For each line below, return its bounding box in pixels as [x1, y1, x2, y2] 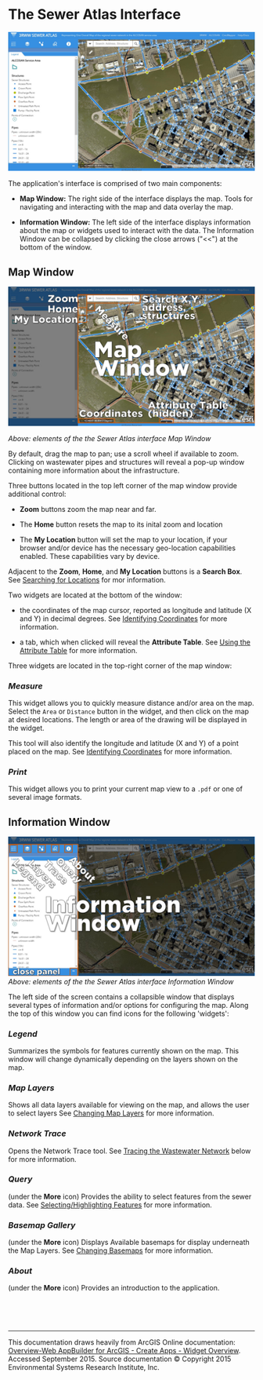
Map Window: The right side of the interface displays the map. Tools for [19, 194, 253, 203]
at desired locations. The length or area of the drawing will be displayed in [8, 715, 247, 725]
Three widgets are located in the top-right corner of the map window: [8, 661, 232, 670]
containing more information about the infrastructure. [8, 465, 180, 475]
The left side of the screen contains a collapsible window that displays [8, 991, 235, 1002]
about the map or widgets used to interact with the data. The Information [19, 226, 254, 235]
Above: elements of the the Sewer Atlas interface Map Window [8, 433, 211, 443]
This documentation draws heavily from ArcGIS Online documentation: [8, 1338, 236, 1347]
